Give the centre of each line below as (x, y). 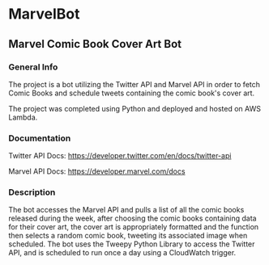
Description (32, 192)
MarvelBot (44, 14)
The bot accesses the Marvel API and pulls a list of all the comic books (126, 210)
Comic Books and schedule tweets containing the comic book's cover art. (132, 93)
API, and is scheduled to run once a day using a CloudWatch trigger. (122, 253)
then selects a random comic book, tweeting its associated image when (128, 236)
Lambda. (23, 117)
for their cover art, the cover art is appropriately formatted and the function (134, 227)
